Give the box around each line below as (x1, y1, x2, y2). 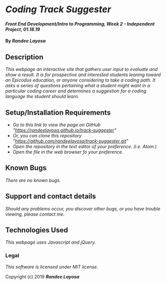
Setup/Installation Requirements (5, 108, 111, 117)
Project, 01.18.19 (5, 26, 40, 32)
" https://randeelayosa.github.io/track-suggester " (12, 127, 116, 133)
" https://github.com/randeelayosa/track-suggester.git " (12, 138, 129, 144)
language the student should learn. (5, 93, 79, 100)
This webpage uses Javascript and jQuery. (5, 239, 96, 246)
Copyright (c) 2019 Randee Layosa (5, 273, 80, 279)
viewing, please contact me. (5, 211, 65, 217)
